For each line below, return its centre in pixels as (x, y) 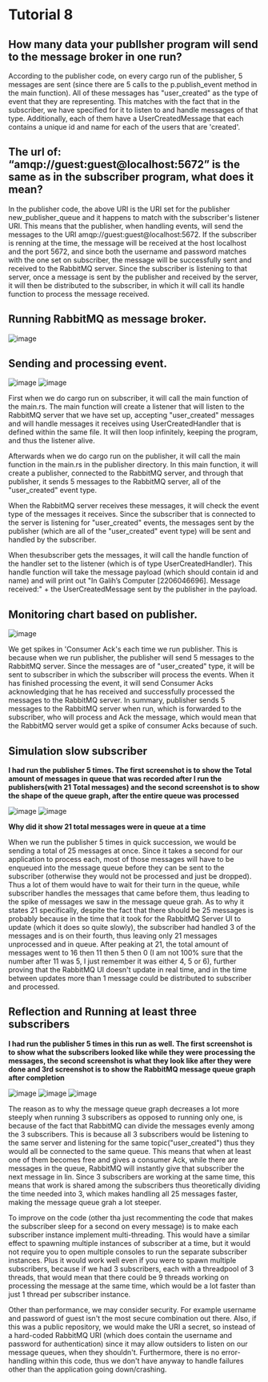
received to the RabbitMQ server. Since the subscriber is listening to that (128, 268)
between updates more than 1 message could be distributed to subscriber (130, 979)
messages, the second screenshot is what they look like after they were (130, 1060)
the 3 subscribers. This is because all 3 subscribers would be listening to (129, 1134)
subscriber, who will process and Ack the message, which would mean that (132, 717)
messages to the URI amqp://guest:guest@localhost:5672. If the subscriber (133, 234)
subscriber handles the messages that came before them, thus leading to (129, 893)
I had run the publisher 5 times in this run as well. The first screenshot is (131, 1044)
